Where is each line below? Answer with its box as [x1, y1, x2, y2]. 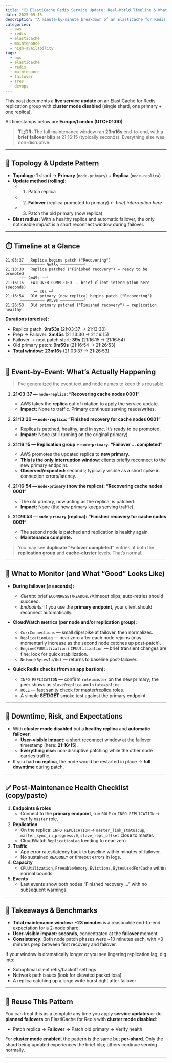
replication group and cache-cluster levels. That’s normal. [17, 550, 142, 556]
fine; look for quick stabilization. [20, 650, 88, 657]
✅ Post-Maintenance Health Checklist [5, 784, 129, 792]
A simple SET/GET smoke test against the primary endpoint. [20, 692, 147, 699]
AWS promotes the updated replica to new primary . [20, 451, 130, 458]
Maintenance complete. [20, 534, 73, 540]
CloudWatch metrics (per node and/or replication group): [12, 619, 137, 625]
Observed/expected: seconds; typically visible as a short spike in [20, 468, 160, 474]
